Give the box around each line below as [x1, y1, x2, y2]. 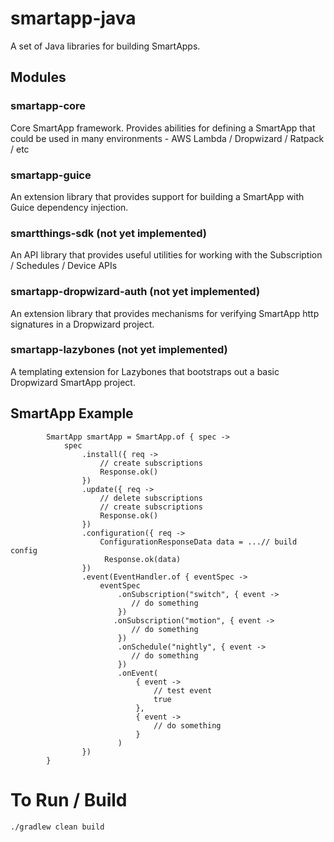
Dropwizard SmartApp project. [10, 376, 136, 388]
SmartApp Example [10, 405, 134, 422]
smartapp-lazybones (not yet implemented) [10, 343, 228, 357]
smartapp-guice [10, 168, 92, 182]
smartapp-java [10, 7, 137, 30]
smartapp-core [10, 99, 87, 113]
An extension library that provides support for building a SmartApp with [10, 190, 305, 202]
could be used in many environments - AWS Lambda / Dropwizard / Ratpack [10, 132, 325, 144]
